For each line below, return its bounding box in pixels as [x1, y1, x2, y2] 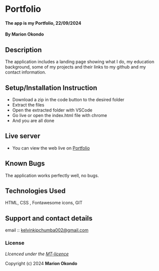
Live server [5, 132, 40, 140]
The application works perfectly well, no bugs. [5, 172, 99, 178]
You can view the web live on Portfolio [12, 145, 90, 151]
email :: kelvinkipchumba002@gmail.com [5, 227, 89, 233]
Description [5, 45, 42, 54]
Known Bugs [5, 159, 45, 168]
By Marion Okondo [5, 31, 44, 38]
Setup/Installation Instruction [5, 83, 97, 92]
